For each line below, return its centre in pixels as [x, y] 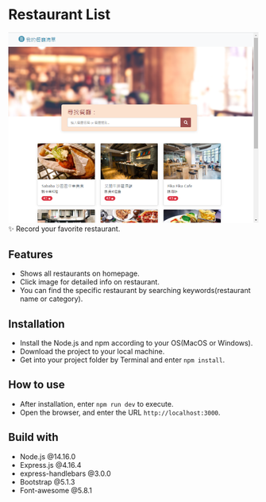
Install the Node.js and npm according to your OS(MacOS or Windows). [136, 343]
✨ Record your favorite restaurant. [64, 229]
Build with [33, 437]
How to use [37, 385]
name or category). [51, 299]
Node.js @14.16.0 [48, 456]
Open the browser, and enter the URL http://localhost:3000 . [120, 412]
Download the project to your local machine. [92, 352]
